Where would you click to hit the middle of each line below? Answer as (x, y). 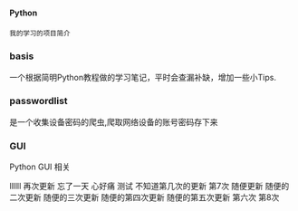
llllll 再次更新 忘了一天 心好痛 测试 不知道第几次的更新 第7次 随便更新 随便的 (149, 187)
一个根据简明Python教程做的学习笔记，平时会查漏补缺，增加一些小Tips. (143, 77)
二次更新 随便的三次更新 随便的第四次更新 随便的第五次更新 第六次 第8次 (144, 197)
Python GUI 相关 (40, 167)
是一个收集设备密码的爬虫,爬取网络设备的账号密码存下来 (114, 121)
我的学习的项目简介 (40, 34)
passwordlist (38, 101)
